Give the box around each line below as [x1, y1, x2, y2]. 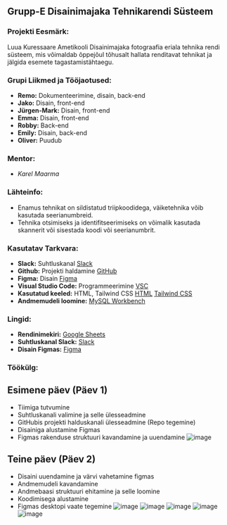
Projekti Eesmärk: [7, 27, 70, 37]
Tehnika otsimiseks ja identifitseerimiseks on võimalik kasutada [17, 218, 201, 227]
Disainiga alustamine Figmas [17, 425, 100, 434]
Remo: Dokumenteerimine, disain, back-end [17, 91, 145, 99]
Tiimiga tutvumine [17, 403, 70, 411]
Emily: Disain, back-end [17, 128, 88, 137]
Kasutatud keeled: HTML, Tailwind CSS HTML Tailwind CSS [17, 289, 193, 298]
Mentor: [7, 153, 36, 163]
